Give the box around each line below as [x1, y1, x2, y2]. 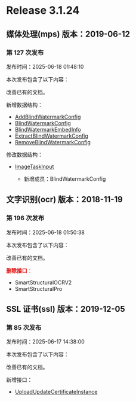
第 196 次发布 [6, 214, 45, 222]
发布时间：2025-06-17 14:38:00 [6, 338, 85, 345]
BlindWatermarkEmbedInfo [14, 126, 82, 133]
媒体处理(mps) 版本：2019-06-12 [6, 29, 130, 39]
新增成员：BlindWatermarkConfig [23, 175, 106, 183]
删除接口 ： [6, 267, 33, 274]
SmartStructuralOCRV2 [14, 279, 72, 286]
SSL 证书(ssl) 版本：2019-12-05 [6, 303, 125, 314]
